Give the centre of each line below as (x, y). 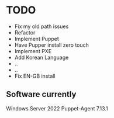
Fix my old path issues (42, 26)
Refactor (25, 32)
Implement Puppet (37, 39)
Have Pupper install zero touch (52, 45)
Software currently (41, 94)
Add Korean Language (42, 57)
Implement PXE (33, 51)
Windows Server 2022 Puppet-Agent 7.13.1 (57, 108)
